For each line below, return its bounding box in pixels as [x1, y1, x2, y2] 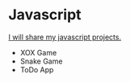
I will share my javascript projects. [8, 32, 122, 42]
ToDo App [19, 64, 54, 74]
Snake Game [19, 56, 63, 66]
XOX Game [19, 47, 57, 57]
